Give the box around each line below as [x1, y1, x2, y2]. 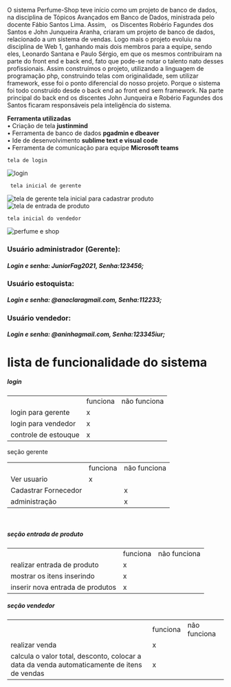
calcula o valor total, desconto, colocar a [10, 651, 142, 661]
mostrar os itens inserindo [10, 571, 95, 581]
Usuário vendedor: [7, 313, 71, 322]
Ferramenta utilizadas [7, 114, 71, 123]
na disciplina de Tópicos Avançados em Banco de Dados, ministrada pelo [7, 13, 215, 21]
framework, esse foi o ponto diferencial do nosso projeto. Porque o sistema [7, 79, 221, 87]
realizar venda [10, 640, 57, 650]
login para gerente [10, 407, 70, 417]
